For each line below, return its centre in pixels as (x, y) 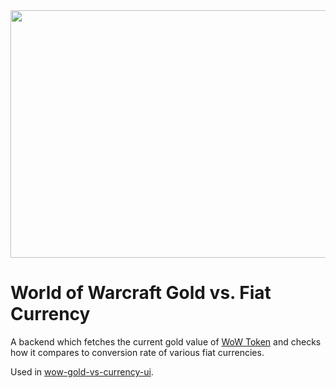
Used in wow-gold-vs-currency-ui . (82, 371)
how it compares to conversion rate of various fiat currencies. (137, 352)
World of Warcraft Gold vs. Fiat (141, 293)
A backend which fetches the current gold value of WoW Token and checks (166, 341)
